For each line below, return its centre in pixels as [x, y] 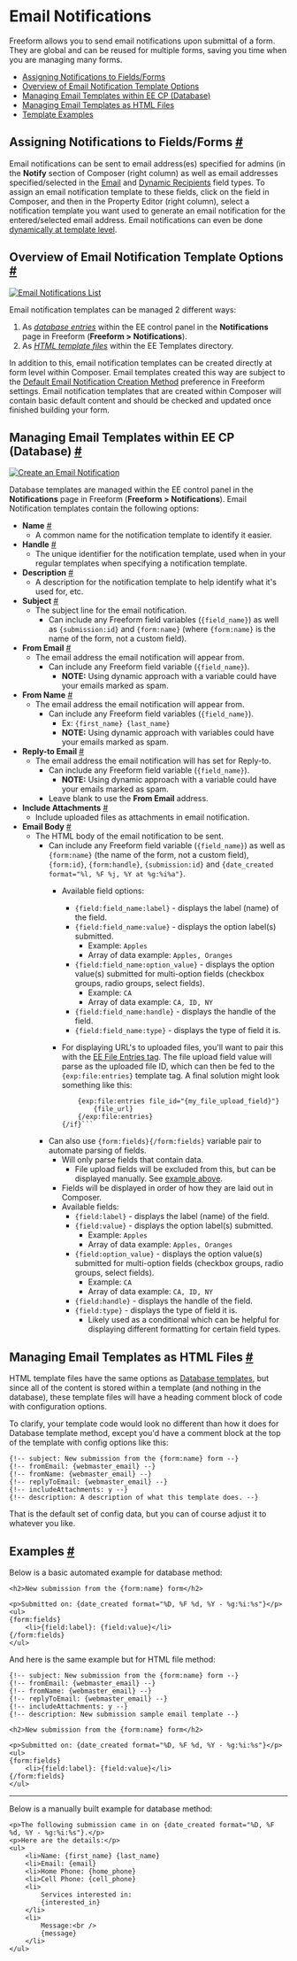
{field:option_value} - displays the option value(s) [169, 1254]
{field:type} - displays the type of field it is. [156, 1310]
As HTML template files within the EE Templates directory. [128, 345]
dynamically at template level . [63, 229]
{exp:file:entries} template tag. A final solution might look [171, 1076]
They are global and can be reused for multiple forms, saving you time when [148, 50]
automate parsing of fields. [98, 1150]
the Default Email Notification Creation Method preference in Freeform [137, 382]
